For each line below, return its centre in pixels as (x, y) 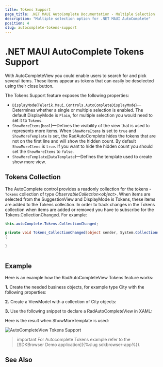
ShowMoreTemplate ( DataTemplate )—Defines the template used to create (82, 157)
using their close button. (29, 86)
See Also (19, 360)
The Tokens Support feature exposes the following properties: (67, 96)
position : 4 (17, 23)
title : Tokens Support (28, 10)
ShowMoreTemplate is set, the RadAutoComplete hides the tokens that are (84, 136)
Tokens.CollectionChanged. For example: (46, 214)
